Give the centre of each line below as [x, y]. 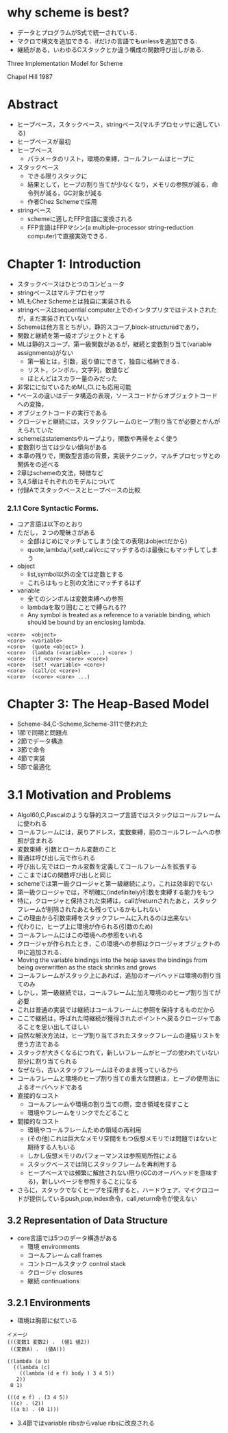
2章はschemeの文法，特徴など [60, 472]
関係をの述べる [38, 464]
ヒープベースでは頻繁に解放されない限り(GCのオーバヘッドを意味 [119, 1173]
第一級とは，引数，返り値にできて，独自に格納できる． [105, 361]
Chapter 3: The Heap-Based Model [108, 704]
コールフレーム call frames [65, 1255]
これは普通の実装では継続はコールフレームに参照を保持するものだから [116, 1009]
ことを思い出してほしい [56, 1027]
